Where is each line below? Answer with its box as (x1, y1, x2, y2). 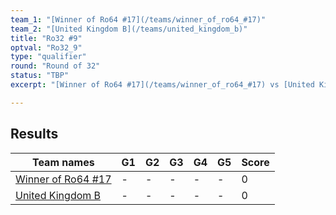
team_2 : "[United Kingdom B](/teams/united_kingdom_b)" (10, 24, 248, 34)
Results (10, 126, 59, 143)
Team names (31, 155, 95, 169)
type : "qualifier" (10, 52, 87, 62)
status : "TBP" (10, 71, 70, 81)
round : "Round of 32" (10, 61, 101, 71)
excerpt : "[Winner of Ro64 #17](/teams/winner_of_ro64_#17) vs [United (10, 80, 315, 90)
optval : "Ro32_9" (10, 42, 83, 53)
